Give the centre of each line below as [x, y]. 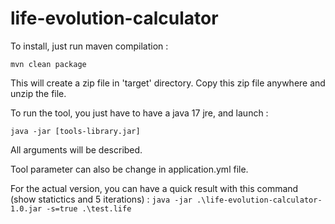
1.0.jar [26, 208]
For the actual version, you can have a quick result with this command [154, 188]
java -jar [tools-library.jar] [75, 131]
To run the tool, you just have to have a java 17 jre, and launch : [139, 113]
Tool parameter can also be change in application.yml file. [129, 169]
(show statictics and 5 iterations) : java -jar [101, 199]
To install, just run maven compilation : [89, 46]
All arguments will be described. [76, 149]
